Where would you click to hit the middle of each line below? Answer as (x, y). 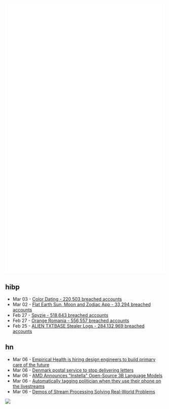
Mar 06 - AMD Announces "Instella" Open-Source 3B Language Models (88, 375)
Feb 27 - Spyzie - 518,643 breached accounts (60, 315)
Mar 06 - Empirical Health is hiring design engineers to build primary (84, 359)
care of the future (31, 365)
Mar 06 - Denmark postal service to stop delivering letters (73, 370)
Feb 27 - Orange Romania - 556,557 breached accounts (71, 321)
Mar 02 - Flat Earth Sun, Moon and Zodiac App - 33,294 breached (81, 304)
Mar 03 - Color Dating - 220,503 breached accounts (67, 299)
